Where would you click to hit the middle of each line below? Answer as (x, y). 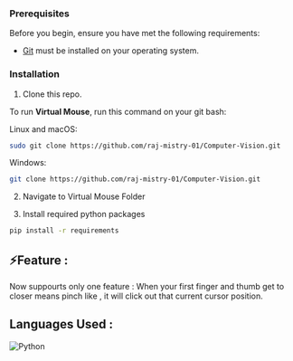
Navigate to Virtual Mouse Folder (84, 196)
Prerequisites (39, 14)
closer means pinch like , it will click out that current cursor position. (137, 296)
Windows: (28, 163)
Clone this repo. (52, 94)
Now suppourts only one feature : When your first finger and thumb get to (147, 287)
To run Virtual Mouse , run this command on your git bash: (118, 111)
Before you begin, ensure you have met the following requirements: (135, 33)
